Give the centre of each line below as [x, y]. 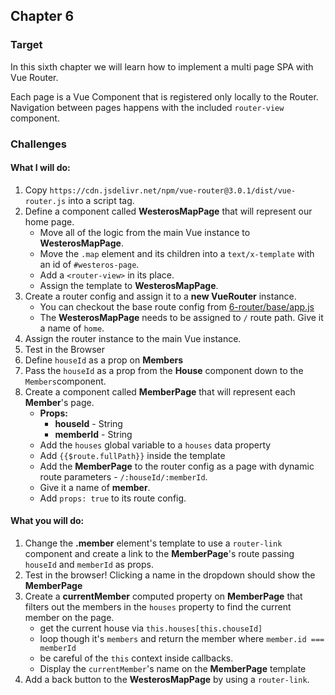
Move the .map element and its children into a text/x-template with [177, 253]
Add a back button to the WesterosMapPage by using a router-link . [167, 680]
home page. [49, 221]
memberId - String [93, 434]
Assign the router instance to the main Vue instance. [133, 338]
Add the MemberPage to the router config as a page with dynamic [177, 466]
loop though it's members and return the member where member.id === [182, 639]
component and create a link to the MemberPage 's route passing [159, 554]
